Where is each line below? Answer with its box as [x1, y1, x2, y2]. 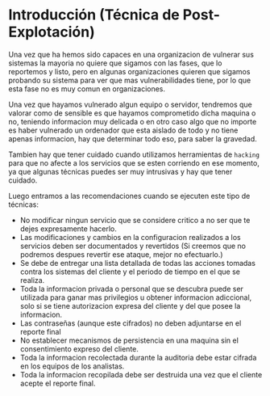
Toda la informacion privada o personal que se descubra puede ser [19, 284, 244, 293]
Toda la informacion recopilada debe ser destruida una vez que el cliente [19, 369, 263, 379]
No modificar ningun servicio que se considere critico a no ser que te [19, 215, 251, 225]
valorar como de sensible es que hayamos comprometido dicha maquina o [8, 107, 256, 118]
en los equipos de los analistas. [19, 361, 125, 371]
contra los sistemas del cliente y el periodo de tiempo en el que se [19, 267, 240, 276]
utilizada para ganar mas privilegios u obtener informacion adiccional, [19, 293, 252, 302]
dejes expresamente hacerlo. [19, 224, 117, 234]
